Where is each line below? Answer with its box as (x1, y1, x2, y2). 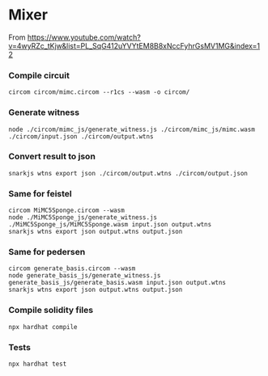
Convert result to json (8, 151, 96, 163)
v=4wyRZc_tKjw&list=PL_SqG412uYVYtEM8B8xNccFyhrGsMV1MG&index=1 (8, 40, 261, 50)
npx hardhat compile (8, 323, 79, 331)
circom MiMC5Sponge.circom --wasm (8, 206, 125, 215)
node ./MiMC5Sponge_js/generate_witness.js (8, 213, 158, 222)
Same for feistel (8, 188, 72, 199)
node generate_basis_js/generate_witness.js (8, 272, 161, 280)
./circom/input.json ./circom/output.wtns (8, 132, 154, 141)
